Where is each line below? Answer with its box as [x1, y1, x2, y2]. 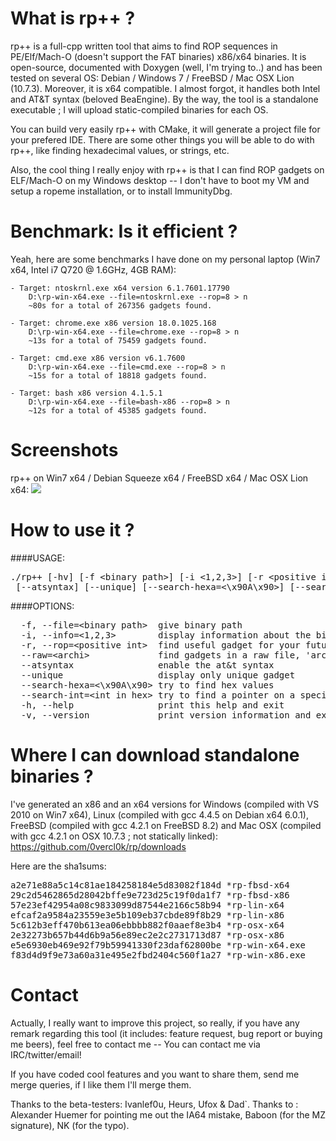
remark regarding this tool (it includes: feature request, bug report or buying [10, 1027, 323, 1039]
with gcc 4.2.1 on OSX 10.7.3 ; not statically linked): [10, 830, 218, 842]
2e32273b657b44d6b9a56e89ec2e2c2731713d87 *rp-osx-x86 [10, 929, 285, 941]
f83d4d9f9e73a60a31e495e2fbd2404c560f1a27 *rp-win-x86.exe [10, 949, 307, 961]
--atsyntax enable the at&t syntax [20, 659, 275, 671]
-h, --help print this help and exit [20, 699, 285, 711]
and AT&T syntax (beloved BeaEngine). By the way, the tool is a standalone [10, 93, 319, 105]
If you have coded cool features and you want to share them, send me [10, 1068, 300, 1080]
